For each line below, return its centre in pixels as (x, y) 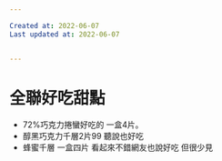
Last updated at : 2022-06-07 (65, 34)
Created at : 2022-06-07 (55, 25)
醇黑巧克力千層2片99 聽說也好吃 (83, 136)
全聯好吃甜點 (58, 98)
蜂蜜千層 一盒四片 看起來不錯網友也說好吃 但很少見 (118, 147)
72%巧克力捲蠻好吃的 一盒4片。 (83, 125)
